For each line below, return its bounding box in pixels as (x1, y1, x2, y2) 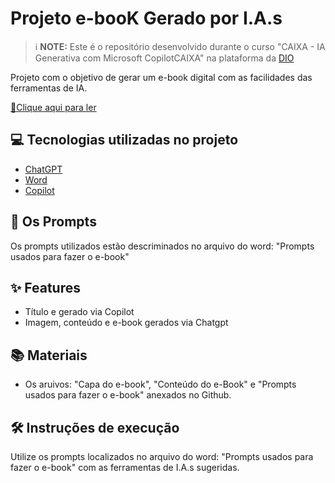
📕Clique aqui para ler (10, 101, 97, 113)
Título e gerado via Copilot (24, 306, 135, 318)
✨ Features (10, 279, 81, 296)
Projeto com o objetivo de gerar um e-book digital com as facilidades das (10, 71, 313, 83)
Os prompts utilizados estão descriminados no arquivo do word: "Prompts (10, 240, 315, 252)
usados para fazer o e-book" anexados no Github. (24, 389, 232, 401)
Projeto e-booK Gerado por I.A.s (10, 7, 283, 30)
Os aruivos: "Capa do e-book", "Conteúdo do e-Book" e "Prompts (24, 378, 297, 391)
